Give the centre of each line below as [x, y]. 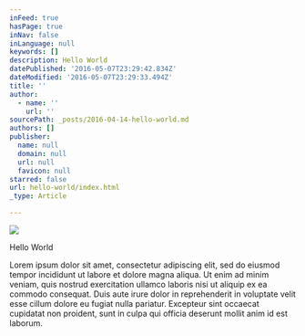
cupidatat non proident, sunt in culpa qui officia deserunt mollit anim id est [149, 313]
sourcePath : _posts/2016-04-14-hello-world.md [99, 120]
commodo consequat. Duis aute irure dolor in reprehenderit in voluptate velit [152, 294]
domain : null [42, 153]
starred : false [38, 179]
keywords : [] [34, 52]
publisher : [30, 137]
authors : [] [32, 129]
